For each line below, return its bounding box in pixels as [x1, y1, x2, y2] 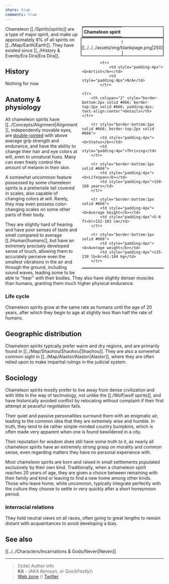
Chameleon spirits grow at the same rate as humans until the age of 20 [5, 304, 152, 310]
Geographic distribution [5, 329, 82, 338]
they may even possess [5, 201, 54, 207]
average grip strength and [5, 138, 59, 144]
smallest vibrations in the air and [5, 259, 73, 265]
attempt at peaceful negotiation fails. [5, 403, 81, 409]
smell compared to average [5, 232, 62, 238]
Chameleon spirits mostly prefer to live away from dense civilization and [5, 387, 155, 393]
